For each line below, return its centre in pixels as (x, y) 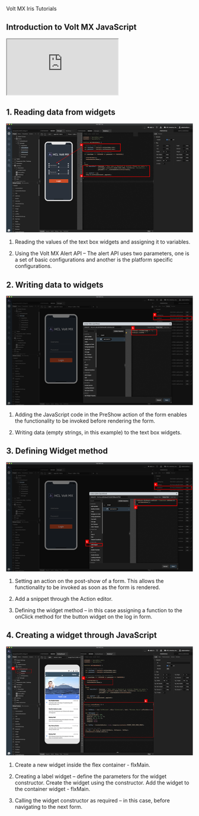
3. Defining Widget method (57, 451)
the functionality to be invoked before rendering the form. (85, 421)
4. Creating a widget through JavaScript (81, 635)
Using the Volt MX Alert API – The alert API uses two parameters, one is (102, 253)
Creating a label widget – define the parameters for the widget (91, 776)
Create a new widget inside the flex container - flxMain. (82, 765)
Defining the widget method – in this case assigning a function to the (98, 610)
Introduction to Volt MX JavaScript (71, 27)
